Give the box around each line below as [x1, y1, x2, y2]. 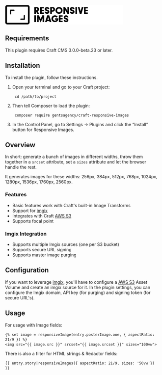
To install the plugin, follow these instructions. [5, 74, 98, 80]
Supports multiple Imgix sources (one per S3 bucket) [12, 241, 119, 247]
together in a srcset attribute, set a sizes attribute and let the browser [5, 159, 146, 165]
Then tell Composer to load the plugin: [12, 103, 90, 108]
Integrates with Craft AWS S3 [12, 213, 72, 218]
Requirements [5, 34, 49, 43]
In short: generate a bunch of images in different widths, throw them [5, 154, 143, 160]
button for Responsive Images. [12, 127, 75, 133]
